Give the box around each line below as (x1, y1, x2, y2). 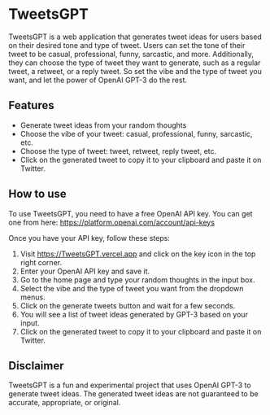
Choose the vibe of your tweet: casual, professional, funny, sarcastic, (20, 129, 253, 138)
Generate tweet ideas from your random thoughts (20, 120, 187, 130)
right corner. (20, 257, 63, 267)
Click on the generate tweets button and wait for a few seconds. (20, 300, 236, 310)
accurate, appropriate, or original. (8, 398, 121, 408)
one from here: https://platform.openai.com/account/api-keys (8, 217, 216, 227)
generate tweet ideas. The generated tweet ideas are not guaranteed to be (8, 389, 259, 399)
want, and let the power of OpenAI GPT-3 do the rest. (8, 75, 188, 85)
